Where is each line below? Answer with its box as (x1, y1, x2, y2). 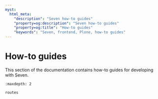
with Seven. (5, 72, 29, 78)
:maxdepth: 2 (5, 81, 32, 86)
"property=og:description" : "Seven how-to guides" (14, 20, 119, 26)
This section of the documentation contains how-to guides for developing (5, 67, 154, 73)
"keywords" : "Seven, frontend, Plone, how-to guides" (14, 30, 126, 35)
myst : (5, 7, 16, 12)
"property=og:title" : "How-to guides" (14, 25, 93, 30)
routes (5, 90, 19, 95)
